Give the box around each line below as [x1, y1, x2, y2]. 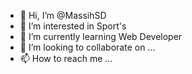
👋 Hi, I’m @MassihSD [19, 10, 107, 21]
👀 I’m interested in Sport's [19, 20, 127, 32]
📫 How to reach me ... [19, 53, 113, 64]
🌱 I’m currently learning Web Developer [19, 31, 183, 42]
